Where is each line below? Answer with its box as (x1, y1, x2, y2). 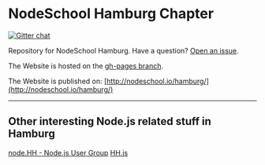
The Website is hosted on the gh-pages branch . (8, 60, 164, 71)
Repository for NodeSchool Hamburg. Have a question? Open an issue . (8, 46, 239, 55)
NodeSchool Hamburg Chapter (8, 5, 215, 23)
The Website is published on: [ (8, 76, 107, 86)
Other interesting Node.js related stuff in (8, 115, 211, 128)
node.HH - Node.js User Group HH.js (8, 148, 129, 157)
